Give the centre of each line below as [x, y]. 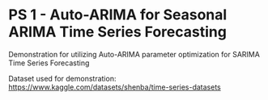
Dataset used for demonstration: [62, 78]
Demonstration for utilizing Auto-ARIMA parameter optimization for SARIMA [134, 54]
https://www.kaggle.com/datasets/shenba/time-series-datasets [115, 87]
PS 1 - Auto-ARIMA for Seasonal [118, 15]
